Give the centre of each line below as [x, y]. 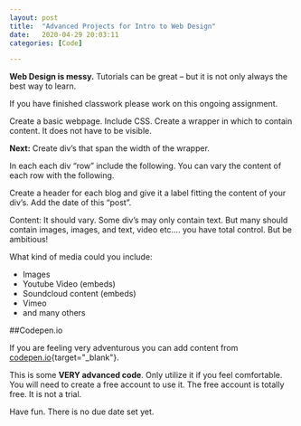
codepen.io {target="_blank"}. [64, 357]
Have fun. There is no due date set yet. [82, 412]
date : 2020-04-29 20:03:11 [64, 34]
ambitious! [29, 240]
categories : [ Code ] [46, 43]
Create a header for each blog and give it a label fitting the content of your [148, 193]
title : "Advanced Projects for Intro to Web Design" [113, 26]
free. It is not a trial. [46, 394]
